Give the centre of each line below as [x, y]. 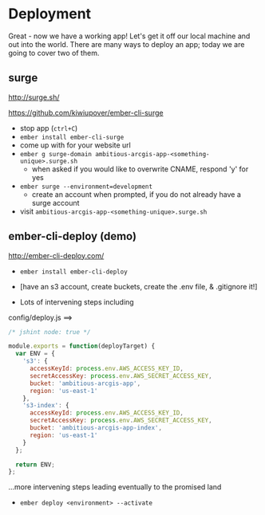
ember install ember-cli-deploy [73, 272]
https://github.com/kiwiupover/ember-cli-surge [86, 112]
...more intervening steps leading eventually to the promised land [115, 487]
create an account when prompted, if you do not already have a [136, 194]
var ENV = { [36, 354]
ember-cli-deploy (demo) [73, 236]
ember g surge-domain [55, 154]
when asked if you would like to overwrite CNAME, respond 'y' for [140, 169]
